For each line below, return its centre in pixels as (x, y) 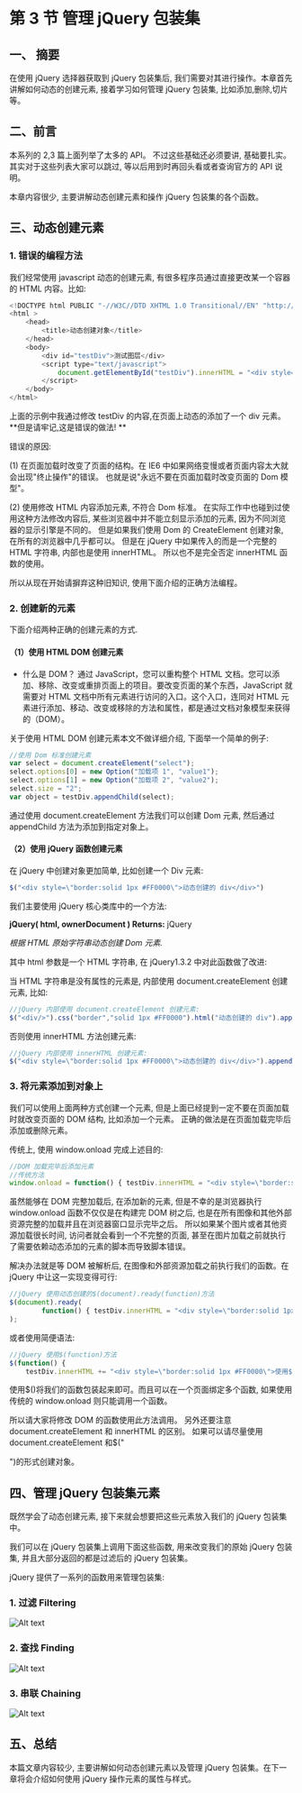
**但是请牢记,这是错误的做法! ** (68, 427)
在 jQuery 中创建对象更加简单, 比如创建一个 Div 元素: (107, 870)
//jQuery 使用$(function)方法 (63, 1354)
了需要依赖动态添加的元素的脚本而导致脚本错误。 (100, 1247)
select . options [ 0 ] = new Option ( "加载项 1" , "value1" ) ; (114, 772)
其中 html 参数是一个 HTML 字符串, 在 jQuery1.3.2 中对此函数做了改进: (138, 962)
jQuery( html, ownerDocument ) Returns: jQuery (101, 924)
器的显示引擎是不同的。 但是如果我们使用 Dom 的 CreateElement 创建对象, (147, 530)
